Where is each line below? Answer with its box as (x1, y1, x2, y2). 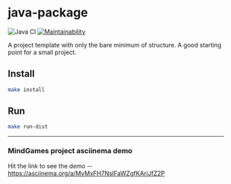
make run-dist (8, 124, 49, 130)
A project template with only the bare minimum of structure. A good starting (8, 41, 221, 49)
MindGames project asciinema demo (8, 146, 133, 156)
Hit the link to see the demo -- (8, 161, 93, 170)
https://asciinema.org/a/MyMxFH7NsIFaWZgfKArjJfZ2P (8, 169, 165, 177)
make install (8, 86, 45, 93)
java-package (8, 5, 88, 21)
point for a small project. (8, 48, 77, 56)
